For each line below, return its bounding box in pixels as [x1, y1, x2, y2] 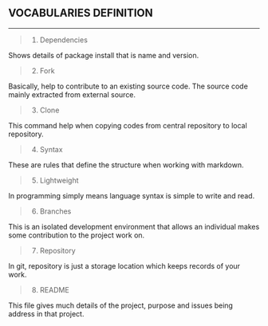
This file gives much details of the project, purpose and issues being [8, 300, 234, 310]
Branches [39, 206, 72, 216]
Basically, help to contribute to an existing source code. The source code [8, 81, 249, 91]
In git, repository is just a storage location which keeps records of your [8, 261, 241, 270]
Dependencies [39, 35, 88, 45]
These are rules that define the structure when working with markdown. [8, 159, 244, 170]
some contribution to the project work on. [8, 230, 145, 240]
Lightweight [39, 175, 79, 185]
